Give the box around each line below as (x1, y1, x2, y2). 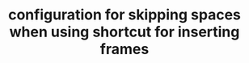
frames (99, 40, 150, 58)
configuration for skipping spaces (7, 6, 242, 24)
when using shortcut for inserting (9, 23, 240, 41)
